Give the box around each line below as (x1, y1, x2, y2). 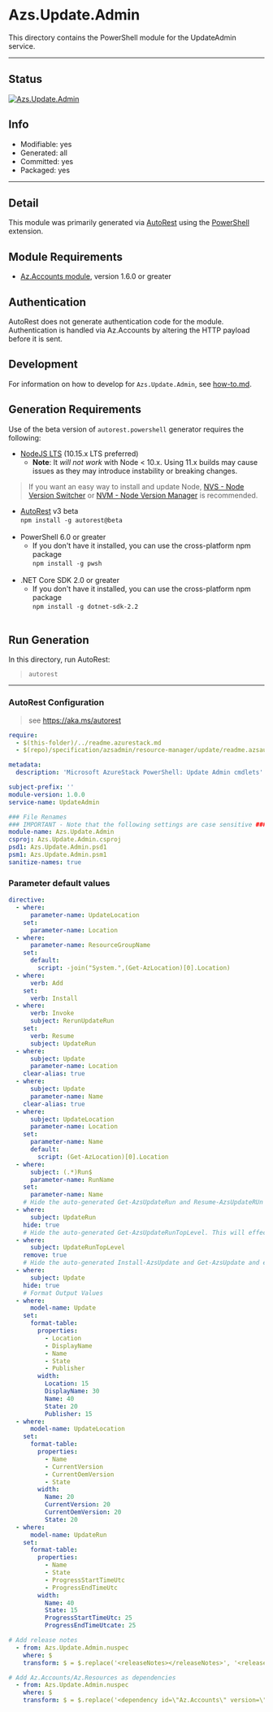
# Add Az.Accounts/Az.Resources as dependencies (8, 1673, 176, 1682)
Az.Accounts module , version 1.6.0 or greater (19, 272, 172, 281)
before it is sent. (8, 334, 63, 343)
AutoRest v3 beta (19, 506, 79, 515)
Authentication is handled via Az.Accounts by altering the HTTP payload (8, 325, 250, 335)
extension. (8, 226, 44, 237)
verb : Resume (29, 1032, 75, 1040)
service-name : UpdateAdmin (8, 798, 100, 806)
